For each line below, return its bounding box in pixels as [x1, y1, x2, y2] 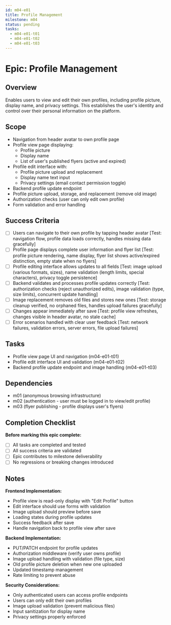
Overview [5, 83, 37, 92]
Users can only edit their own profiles [12, 597, 92, 603]
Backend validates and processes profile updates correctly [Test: [12, 280, 150, 286]
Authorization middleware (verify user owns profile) [12, 550, 121, 556]
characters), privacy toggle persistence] [12, 275, 97, 281]
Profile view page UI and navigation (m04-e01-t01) [12, 353, 119, 359]
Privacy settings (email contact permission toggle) [20, 180, 126, 186]
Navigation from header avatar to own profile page [12, 136, 119, 142]
